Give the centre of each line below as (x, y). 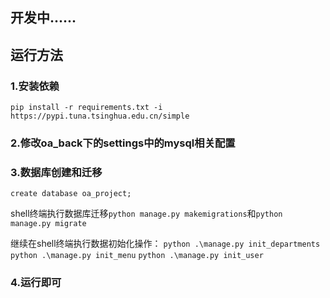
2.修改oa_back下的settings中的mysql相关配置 (123, 143)
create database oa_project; (71, 194)
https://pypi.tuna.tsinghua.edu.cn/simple (100, 116)
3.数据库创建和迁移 (56, 172)
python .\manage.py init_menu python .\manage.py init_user (137, 256)
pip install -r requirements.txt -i (86, 108)
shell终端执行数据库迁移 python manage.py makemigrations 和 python (146, 214)
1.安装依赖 (35, 86)
